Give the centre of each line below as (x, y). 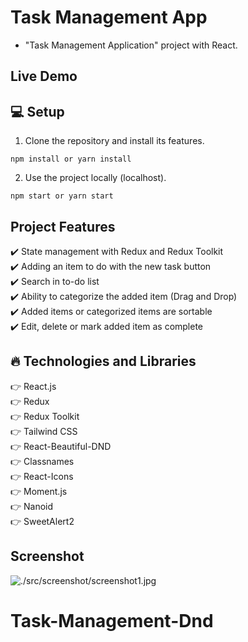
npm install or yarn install (71, 159)
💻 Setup (37, 111)
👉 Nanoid (32, 506)
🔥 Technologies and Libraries (103, 361)
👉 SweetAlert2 (42, 521)
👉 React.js (33, 386)
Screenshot (47, 556)
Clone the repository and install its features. (114, 141)
